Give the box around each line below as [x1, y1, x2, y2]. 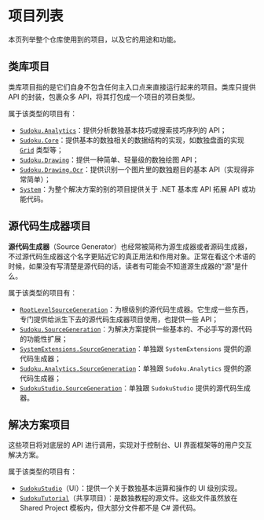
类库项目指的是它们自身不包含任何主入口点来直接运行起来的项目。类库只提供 [8, 82, 256, 91]
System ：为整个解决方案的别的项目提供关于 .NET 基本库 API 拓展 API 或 [19, 184, 249, 193]
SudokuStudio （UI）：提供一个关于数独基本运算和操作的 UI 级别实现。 [19, 484, 242, 493]
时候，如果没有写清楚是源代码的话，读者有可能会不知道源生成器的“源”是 [8, 261, 242, 271]
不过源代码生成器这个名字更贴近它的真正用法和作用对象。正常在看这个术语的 [8, 251, 256, 261]
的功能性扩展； [19, 334, 68, 343]
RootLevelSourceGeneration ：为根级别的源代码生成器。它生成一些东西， [19, 304, 253, 314]
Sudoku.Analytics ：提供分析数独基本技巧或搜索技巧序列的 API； [19, 125, 227, 134]
